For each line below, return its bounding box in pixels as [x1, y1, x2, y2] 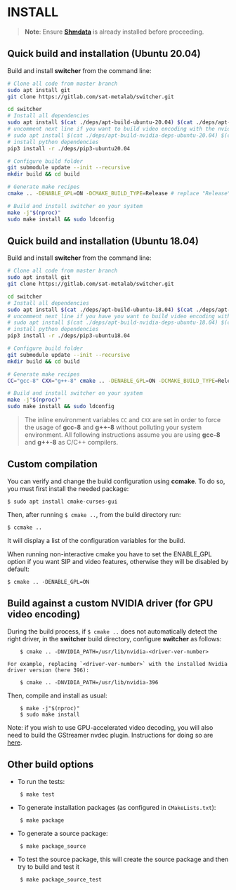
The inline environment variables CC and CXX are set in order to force [24, 416, 221, 424]
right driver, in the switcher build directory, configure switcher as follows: [7, 634, 222, 643]
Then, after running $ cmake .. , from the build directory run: [7, 510, 181, 518]
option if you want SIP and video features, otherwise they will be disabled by [7, 557, 229, 565]
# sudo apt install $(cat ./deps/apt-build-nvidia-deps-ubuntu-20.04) [7, 131, 218, 139]
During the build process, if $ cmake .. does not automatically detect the [7, 627, 218, 636]
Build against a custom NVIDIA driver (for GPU [7, 598, 214, 610]
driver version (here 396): [7, 667, 90, 674]
